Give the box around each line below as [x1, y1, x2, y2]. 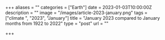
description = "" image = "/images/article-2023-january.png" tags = [5, 10, 148, 16]
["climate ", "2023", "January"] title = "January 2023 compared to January [5, 15, 160, 21]
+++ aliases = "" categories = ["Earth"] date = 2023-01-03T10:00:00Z [5, 5, 152, 10]
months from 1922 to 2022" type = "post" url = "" [5, 20, 109, 26]
